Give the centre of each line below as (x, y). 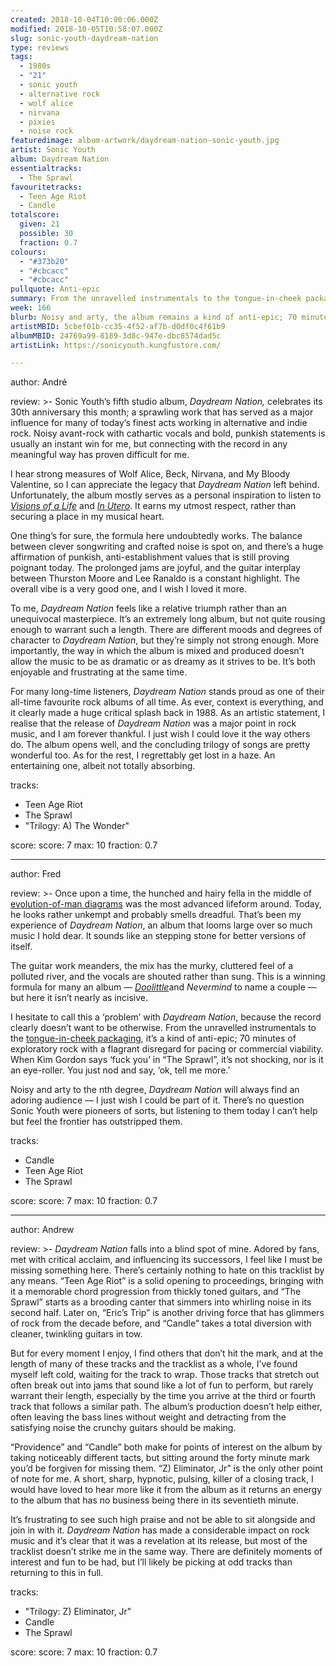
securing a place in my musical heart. (87, 517)
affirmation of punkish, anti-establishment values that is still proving (150, 557)
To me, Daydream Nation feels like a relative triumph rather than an (149, 608)
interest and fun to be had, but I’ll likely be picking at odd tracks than (151, 1562)
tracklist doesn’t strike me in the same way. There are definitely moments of (166, 1552)
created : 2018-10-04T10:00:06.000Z (84, 19)
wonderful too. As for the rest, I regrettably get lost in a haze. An (143, 755)
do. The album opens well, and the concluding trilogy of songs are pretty (160, 745)
